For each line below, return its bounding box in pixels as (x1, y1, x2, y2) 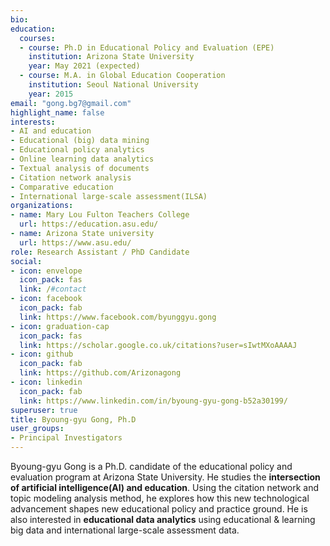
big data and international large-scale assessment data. (10, 524, 240, 536)
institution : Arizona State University (28, 52, 195, 62)
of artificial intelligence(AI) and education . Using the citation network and (10, 482, 320, 493)
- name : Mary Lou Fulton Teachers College (10, 210, 190, 220)
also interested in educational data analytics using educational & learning (10, 514, 316, 525)
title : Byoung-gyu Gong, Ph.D (10, 414, 137, 425)
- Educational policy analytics (10, 145, 145, 155)
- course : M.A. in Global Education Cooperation (19, 71, 226, 81)
